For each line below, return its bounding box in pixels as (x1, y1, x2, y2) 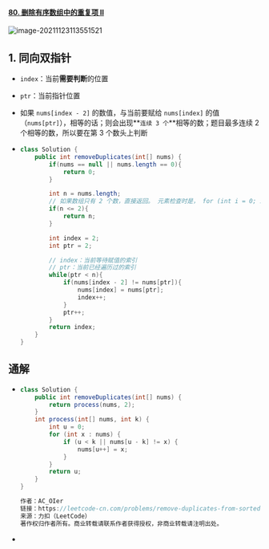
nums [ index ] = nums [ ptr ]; (77, 286, 164, 295)
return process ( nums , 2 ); (49, 401, 135, 409)
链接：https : (19, 504, 60, 513)
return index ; (49, 323, 96, 331)
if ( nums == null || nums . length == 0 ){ (49, 161, 183, 169)
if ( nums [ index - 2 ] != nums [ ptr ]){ (62, 279, 183, 287)
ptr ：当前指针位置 (19, 91, 81, 100)
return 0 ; (62, 168, 96, 176)
